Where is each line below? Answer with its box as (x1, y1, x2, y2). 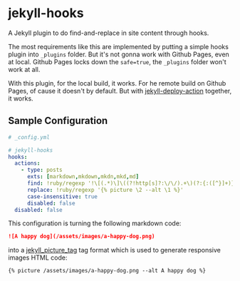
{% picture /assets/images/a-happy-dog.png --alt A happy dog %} (8, 267, 206, 275)
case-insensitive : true (26, 193, 98, 200)
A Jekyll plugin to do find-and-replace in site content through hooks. (8, 29, 209, 37)
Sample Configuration (8, 115, 108, 127)
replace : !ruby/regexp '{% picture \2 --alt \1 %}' (26, 186, 184, 193)
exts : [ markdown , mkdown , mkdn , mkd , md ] (26, 173, 140, 180)
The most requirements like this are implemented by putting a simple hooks (8, 42, 229, 51)
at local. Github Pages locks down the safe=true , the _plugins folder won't (8, 57, 226, 66)
